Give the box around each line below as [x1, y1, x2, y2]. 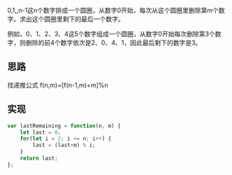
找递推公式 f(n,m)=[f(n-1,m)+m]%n [7, 80, 109, 89]
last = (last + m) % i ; [32, 142, 96, 149]
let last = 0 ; [20, 129, 61, 136]
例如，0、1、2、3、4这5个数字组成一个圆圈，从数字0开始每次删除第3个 [7, 30, 216, 38]
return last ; [20, 155, 58, 162]
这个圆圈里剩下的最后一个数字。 [31, 15, 124, 23]
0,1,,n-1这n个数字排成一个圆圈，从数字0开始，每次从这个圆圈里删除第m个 [7, 6, 219, 14]
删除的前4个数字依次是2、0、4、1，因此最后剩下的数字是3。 [25, 38, 202, 47]
